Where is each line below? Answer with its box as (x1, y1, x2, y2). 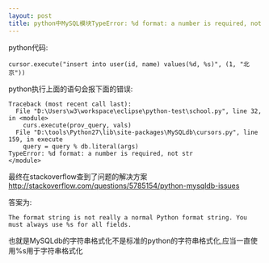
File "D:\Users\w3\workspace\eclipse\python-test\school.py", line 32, (15, 106, 263, 115)
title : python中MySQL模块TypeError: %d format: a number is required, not (8, 19, 263, 27)
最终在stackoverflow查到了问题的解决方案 (8, 171, 148, 182)
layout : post (8, 11, 53, 20)
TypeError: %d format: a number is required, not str (8, 149, 194, 157)
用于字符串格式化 (26, 245, 83, 255)
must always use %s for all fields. (8, 220, 132, 228)
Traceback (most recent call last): (8, 100, 132, 108)
